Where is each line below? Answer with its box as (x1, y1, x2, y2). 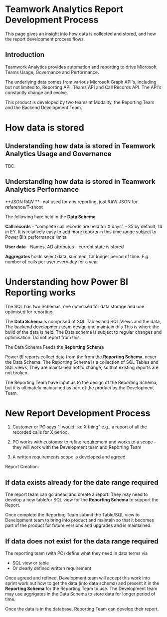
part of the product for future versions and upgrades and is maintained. (5, 522, 152, 528)
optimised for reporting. (5, 309, 54, 315)
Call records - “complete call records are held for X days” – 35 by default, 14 (5, 223, 163, 229)
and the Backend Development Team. (5, 104, 82, 111)
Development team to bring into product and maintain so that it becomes (5, 517, 155, 523)
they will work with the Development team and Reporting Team (12, 444, 142, 450)
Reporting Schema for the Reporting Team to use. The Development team (5, 585, 158, 591)
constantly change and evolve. (5, 89, 68, 96)
